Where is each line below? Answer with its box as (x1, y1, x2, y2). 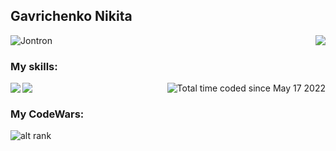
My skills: (10, 59, 58, 73)
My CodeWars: (10, 107, 85, 121)
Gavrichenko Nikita (10, 8, 133, 25)
